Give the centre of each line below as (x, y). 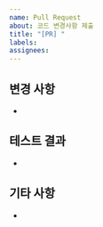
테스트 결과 (38, 141)
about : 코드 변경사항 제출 (51, 26)
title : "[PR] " (37, 34)
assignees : (29, 51)
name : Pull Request (45, 17)
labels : (24, 42)
